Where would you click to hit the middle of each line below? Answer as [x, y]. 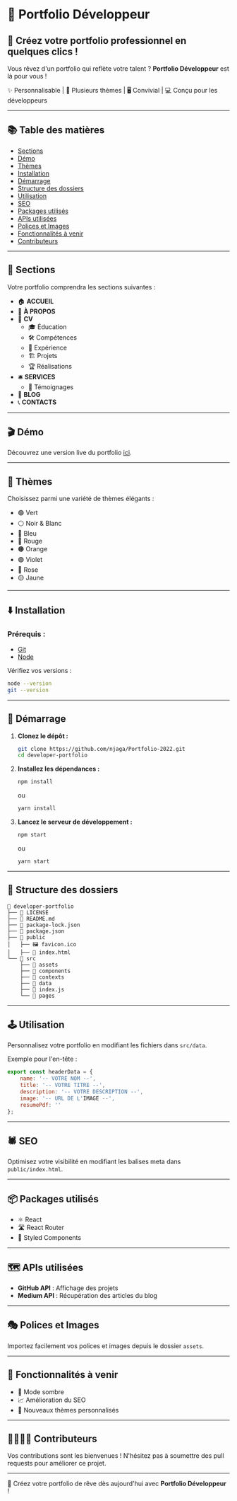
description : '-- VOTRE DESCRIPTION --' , [81, 1092]
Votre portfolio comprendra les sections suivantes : [81, 287]
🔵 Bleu [27, 534]
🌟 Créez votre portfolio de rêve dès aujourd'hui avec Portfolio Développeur [117, 1484]
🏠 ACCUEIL [36, 301]
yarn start [34, 861]
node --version [30, 683]
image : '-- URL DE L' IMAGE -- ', [67, 1098]
